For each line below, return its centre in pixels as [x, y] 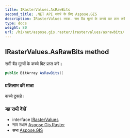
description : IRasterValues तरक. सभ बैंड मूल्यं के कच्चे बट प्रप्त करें [65, 19]
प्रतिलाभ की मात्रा [19, 85]
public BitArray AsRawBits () [34, 73]
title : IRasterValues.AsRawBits [38, 10]
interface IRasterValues [35, 119]
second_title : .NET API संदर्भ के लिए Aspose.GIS [51, 14]
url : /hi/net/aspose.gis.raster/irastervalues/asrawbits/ [65, 32]
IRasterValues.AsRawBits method [57, 52]
